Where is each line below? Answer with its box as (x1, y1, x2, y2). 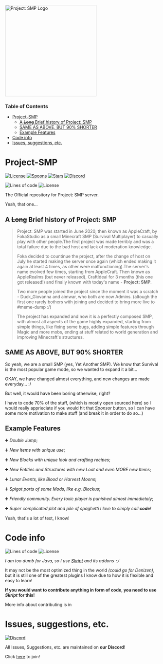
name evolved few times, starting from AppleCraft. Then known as (17, 269, 150, 275)
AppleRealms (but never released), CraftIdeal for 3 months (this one (17, 274, 153, 280)
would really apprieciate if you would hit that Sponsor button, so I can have (5, 405, 155, 411)
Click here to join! (5, 653, 40, 659)
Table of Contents (5, 103, 49, 110)
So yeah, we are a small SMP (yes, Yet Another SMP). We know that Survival (5, 361, 158, 367)
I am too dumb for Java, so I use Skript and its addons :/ (5, 557, 120, 564)
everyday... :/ (5, 381, 32, 387)
